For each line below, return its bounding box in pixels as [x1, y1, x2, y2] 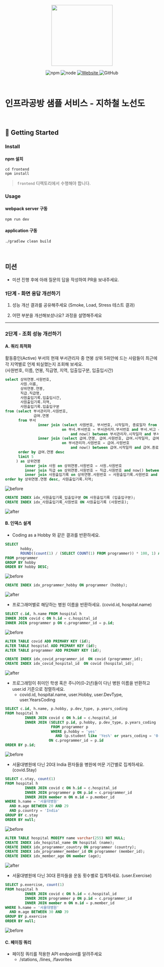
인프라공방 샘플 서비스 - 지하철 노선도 [5, 98, 145, 109]
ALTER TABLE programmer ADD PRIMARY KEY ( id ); [5, 648, 102, 653]
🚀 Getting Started [5, 128, 59, 137]
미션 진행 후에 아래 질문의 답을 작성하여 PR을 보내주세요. [12, 276, 120, 283]
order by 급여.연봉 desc [18, 450, 65, 455]
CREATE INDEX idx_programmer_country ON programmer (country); [5, 844, 137, 849]
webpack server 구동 [5, 206, 48, 211]
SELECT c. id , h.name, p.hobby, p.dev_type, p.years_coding [5, 706, 128, 711]
